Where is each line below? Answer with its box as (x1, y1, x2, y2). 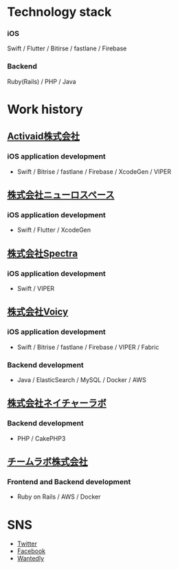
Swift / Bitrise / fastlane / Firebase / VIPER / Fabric (16, 343, 159, 351)
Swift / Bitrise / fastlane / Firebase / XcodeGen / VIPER (16, 167, 172, 176)
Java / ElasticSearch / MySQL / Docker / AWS (16, 376, 146, 384)
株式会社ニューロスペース (7, 189, 115, 201)
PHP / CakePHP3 (16, 434, 66, 442)
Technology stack (7, 4, 112, 20)
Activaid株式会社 (7, 130, 80, 142)
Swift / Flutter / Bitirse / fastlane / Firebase (7, 44, 127, 52)
